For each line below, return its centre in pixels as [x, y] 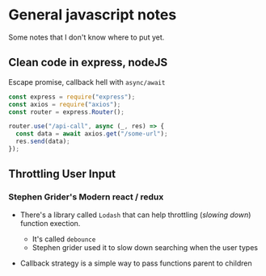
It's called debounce [64, 239]
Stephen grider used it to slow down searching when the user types [145, 247]
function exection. [50, 223]
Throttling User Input [62, 174]
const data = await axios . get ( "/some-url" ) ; [92, 134]
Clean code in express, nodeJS [88, 63]
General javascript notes [93, 15]
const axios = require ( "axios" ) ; [65, 104]
